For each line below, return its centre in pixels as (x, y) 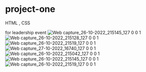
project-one (30, 9)
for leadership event (26, 32)
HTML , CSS (18, 23)
